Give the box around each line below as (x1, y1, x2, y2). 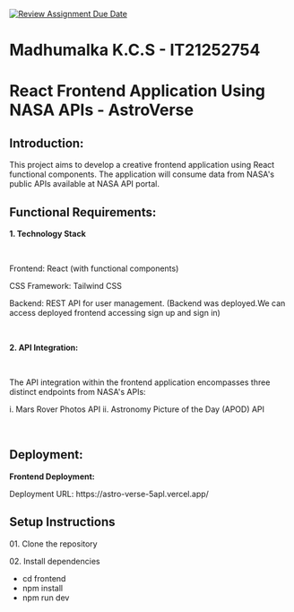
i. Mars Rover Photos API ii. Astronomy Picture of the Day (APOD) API (9, 404, 265, 415)
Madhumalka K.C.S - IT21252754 (9, 40, 261, 60)
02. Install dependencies (9, 555, 100, 566)
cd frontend (22, 573, 66, 583)
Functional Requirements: (9, 205, 157, 220)
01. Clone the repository (9, 538, 98, 549)
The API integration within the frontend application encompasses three (9, 377, 271, 388)
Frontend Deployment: (9, 471, 96, 482)
